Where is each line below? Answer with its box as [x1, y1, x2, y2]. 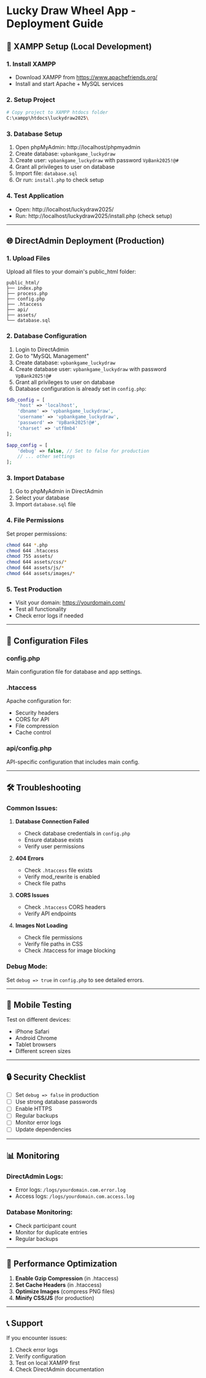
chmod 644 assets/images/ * [6, 571, 75, 577]
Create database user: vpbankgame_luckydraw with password [15, 365, 167, 372]
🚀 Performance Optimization [6, 1258, 118, 1269]
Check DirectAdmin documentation [15, 1366, 104, 1373]
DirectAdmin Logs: [6, 1172, 63, 1180]
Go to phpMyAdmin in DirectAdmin [15, 488, 103, 495]
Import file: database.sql [15, 170, 78, 177]
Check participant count [15, 1222, 77, 1229]
